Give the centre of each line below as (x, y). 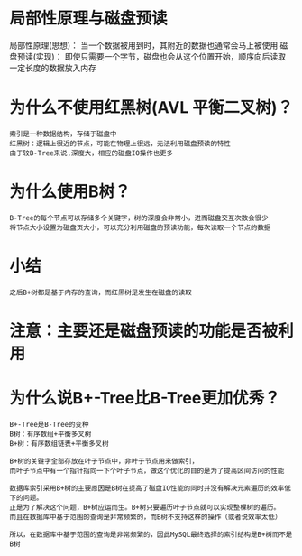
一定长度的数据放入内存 (53, 68)
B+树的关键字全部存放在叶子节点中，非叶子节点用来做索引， (104, 461)
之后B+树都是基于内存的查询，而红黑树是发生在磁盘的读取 (101, 292)
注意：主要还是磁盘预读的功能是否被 (144, 331)
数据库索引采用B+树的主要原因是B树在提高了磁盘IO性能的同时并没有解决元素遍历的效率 (147, 488)
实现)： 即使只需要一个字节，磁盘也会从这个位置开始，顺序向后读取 (161, 56)
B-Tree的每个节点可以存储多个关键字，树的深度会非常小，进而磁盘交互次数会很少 (139, 218)
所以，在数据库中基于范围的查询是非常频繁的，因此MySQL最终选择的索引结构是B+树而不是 (151, 534)
